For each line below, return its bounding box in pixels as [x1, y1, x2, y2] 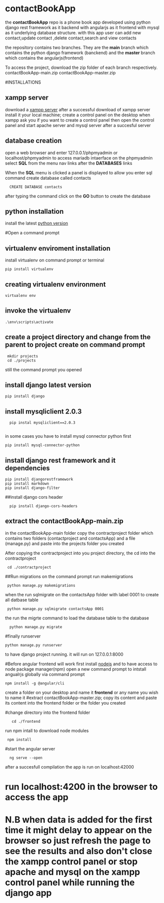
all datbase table [5, 597, 39, 603]
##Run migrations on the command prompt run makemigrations [5, 573, 133, 579]
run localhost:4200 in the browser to [5, 781, 158, 793]
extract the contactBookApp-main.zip [5, 517, 124, 525]
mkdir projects [7, 354, 38, 358]
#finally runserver [5, 633, 41, 639]
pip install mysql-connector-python [5, 443, 80, 448]
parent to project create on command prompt [5, 341, 145, 349]
